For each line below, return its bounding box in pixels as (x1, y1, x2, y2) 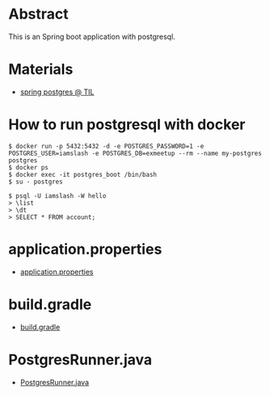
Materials (8, 60, 74, 79)
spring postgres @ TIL (19, 87, 95, 97)
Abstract (8, 5, 69, 24)
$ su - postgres (8, 178, 63, 186)
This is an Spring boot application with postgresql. (8, 32, 175, 41)
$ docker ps (8, 163, 49, 171)
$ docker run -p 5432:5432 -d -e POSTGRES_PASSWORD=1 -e (8, 142, 205, 150)
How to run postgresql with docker (8, 115, 246, 134)
